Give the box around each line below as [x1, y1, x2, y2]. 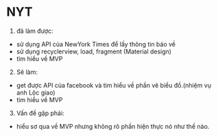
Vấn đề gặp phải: [16, 109, 64, 117]
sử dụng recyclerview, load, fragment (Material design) [16, 47, 172, 55]
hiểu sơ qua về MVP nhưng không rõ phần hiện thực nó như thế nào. [16, 122, 210, 130]
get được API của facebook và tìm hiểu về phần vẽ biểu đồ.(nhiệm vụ [16, 81, 212, 89]
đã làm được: [16, 27, 53, 35]
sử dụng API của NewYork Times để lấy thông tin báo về [16, 40, 176, 48]
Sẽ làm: [16, 68, 38, 76]
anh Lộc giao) [16, 88, 56, 97]
